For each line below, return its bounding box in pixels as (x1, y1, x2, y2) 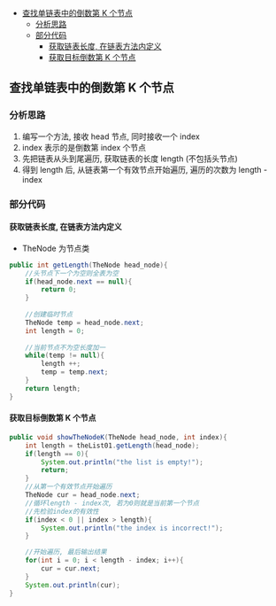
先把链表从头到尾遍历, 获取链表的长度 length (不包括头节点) (21, 153, 239, 164)
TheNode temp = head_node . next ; (25, 318, 144, 327)
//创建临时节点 (25, 310, 73, 319)
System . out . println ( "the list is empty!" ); (41, 457, 203, 467)
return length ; (25, 384, 81, 392)
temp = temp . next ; (41, 368, 109, 377)
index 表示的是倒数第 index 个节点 (21, 142, 147, 152)
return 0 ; (41, 285, 77, 294)
